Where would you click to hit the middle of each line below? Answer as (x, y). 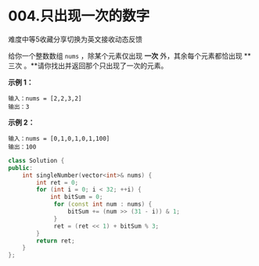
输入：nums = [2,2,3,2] (45, 99)
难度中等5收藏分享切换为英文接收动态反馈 (76, 39)
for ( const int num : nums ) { (103, 204)
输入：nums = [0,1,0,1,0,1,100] (59, 138)
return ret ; (56, 241)
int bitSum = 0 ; (76, 197)
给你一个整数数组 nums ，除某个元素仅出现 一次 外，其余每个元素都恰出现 (125, 56)
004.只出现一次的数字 (79, 16)
